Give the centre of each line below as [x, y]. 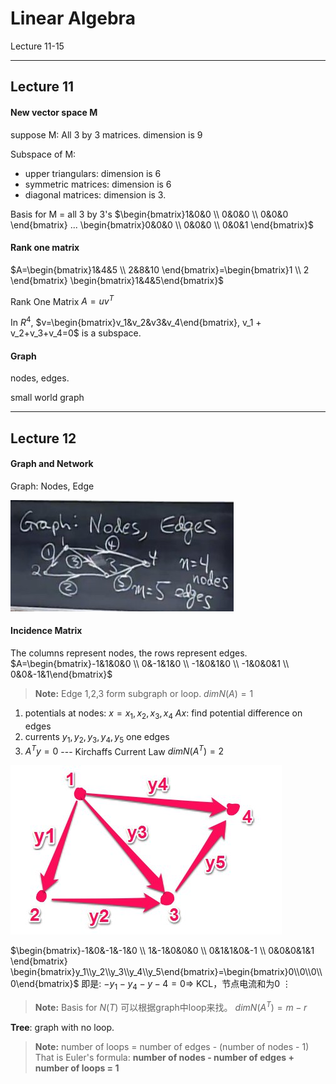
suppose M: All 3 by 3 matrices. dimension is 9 [106, 134]
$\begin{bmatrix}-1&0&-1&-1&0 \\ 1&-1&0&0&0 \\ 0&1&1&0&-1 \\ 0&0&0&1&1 [162, 951]
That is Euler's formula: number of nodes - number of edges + [164, 1057]
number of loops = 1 [77, 1068]
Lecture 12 [43, 438]
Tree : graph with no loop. [62, 1027]
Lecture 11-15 [37, 46]
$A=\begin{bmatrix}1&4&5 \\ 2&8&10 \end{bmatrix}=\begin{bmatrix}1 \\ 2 [160, 269]
